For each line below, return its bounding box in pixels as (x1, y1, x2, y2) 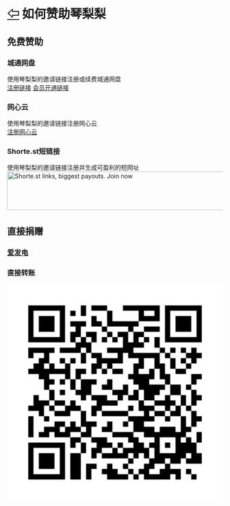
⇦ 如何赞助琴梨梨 (7, 6, 106, 22)
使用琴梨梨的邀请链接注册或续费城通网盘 (7, 75, 121, 83)
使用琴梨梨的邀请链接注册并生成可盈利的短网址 (7, 163, 139, 172)
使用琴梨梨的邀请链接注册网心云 (7, 119, 97, 128)
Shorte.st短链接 (7, 147, 60, 157)
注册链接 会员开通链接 (7, 83, 69, 91)
